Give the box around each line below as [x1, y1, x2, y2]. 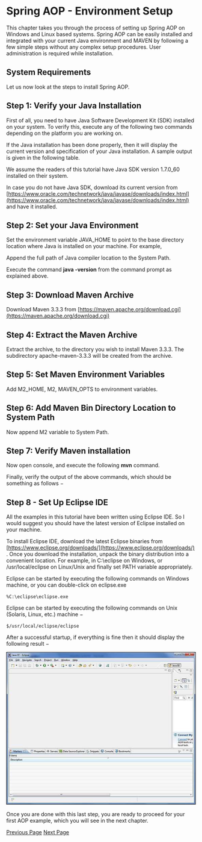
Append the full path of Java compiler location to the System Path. [6, 254, 171, 261]
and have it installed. [6, 203, 58, 210]
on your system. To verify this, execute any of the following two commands [6, 123, 192, 130]
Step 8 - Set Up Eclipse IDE [6, 497, 108, 507]
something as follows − [6, 480, 64, 487]
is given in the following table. [6, 154, 80, 161]
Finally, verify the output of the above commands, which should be [6, 473, 172, 481]
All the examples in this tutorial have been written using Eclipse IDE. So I [6, 513, 185, 520]
